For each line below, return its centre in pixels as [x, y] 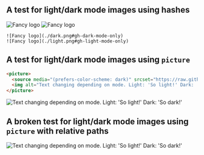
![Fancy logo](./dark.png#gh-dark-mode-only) [65, 36]
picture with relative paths [58, 131]
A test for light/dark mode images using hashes [98, 10]
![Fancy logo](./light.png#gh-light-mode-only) [68, 41]
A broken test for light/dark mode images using [98, 121]
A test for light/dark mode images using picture [98, 60]
